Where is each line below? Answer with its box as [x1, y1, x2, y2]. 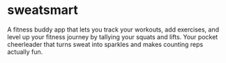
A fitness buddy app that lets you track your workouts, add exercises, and [7, 25, 220, 34]
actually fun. [7, 48, 43, 56]
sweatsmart [7, 2, 79, 18]
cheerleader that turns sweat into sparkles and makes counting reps [7, 40, 204, 48]
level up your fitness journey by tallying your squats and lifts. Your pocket [7, 32, 218, 41]
